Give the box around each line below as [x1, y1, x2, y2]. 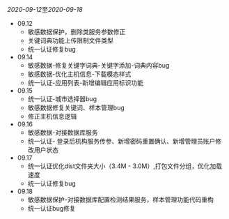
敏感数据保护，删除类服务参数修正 [27, 28, 126, 36]
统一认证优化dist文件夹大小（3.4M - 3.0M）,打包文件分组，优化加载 [27, 162, 223, 170]
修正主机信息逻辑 [27, 112, 77, 120]
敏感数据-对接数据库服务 [27, 128, 99, 137]
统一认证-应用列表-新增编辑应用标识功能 [27, 79, 144, 86]
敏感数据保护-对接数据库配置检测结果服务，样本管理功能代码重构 [27, 195, 214, 204]
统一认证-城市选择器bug [27, 95, 97, 103]
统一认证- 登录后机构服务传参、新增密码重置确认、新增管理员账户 [27, 137, 216, 145]
